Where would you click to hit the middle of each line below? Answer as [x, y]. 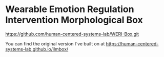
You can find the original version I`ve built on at [55, 43]
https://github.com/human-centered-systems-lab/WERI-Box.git [72, 34]
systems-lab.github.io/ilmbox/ [37, 49]
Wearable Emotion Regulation [70, 9]
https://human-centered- [132, 43]
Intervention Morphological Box [74, 20]
